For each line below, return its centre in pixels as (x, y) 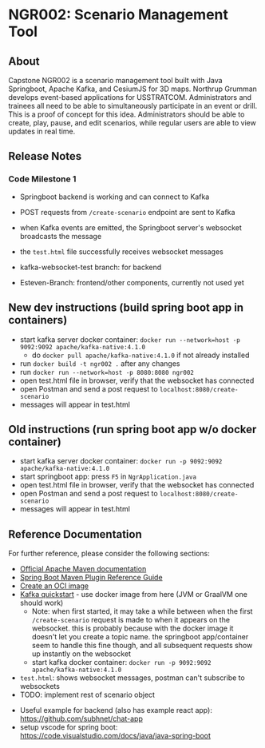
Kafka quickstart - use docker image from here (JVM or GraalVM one (133, 595)
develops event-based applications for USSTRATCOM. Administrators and (130, 97)
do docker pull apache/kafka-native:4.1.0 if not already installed (140, 355)
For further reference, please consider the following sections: (109, 554)
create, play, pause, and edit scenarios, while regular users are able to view (132, 123)
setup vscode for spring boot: (69, 727)
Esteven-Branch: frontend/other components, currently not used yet (132, 282)
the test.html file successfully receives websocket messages (121, 251)
